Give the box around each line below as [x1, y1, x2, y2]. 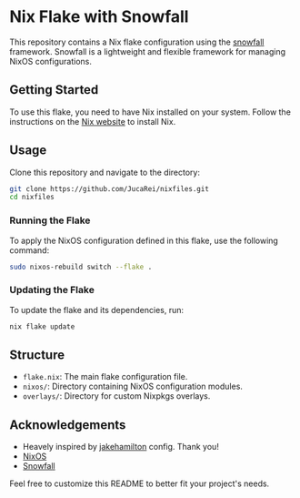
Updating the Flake [9, 284, 95, 297]
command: [9, 244, 50, 256]
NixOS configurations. [9, 56, 93, 66]
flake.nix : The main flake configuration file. [22, 371, 188, 382]
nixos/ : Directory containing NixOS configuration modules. [22, 381, 244, 392]
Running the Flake [9, 214, 91, 227]
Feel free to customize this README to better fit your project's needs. [9, 478, 270, 489]
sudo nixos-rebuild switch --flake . [9, 262, 153, 271]
